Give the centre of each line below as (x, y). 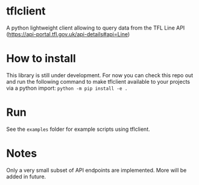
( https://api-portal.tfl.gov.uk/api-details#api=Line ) (68, 34)
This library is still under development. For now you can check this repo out (100, 75)
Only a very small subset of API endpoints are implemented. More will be (96, 170)
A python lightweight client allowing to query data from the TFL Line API (96, 28)
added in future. (26, 177)
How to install (41, 59)
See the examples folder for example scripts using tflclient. (78, 129)
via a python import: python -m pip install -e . (67, 88)
